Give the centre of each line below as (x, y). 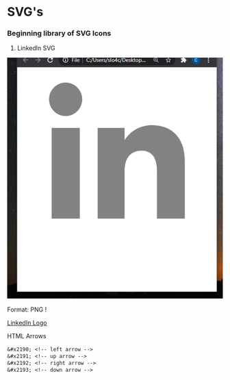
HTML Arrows (27, 335)
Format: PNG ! (27, 309)
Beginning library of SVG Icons (59, 34)
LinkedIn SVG (36, 48)
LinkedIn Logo (27, 322)
